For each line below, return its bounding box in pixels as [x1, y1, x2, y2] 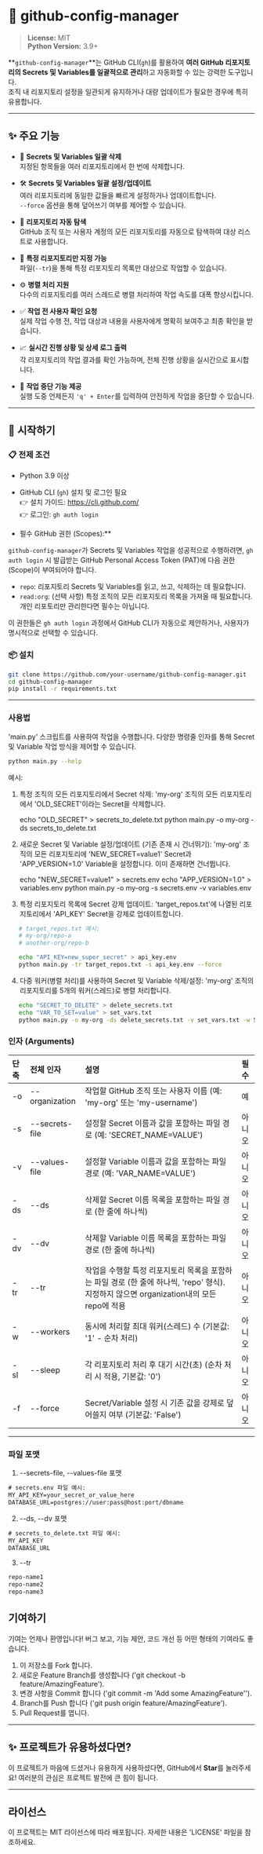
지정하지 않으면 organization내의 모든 [85, 1288, 217, 1299]
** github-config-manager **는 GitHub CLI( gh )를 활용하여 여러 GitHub [8, 57, 225, 67]
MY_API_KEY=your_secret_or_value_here [8, 1491, 135, 1499]
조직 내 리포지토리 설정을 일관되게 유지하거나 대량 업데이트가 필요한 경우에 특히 [8, 86, 249, 97]
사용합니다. [34, 236, 68, 246]
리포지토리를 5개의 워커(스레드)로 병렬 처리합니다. [19, 986, 171, 995]
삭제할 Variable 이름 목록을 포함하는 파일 [85, 1232, 227, 1243]
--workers [30, 1326, 70, 1337]
